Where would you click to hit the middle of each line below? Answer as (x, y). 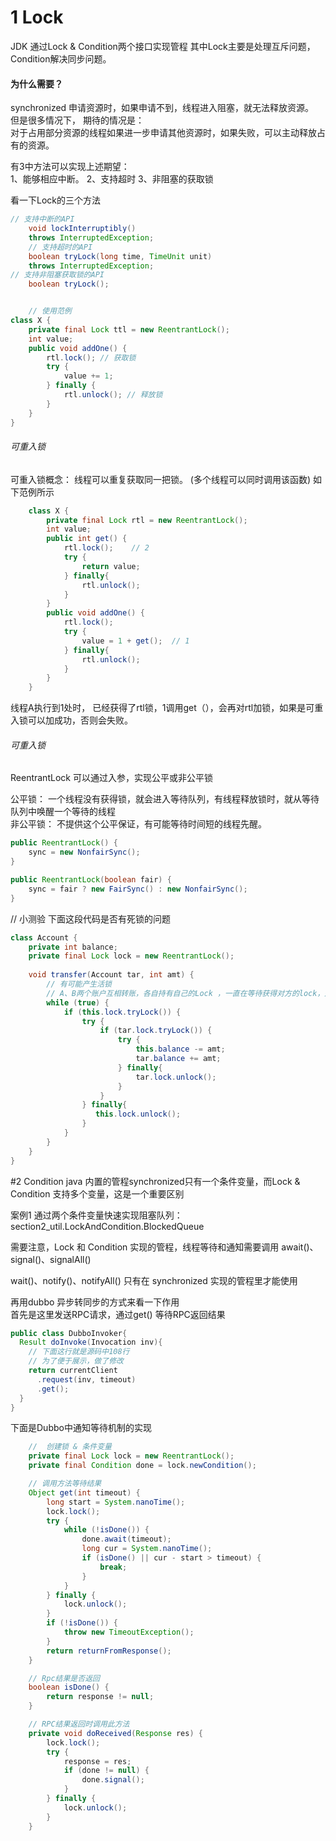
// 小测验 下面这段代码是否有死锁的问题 (90, 918)
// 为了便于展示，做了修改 (76, 1361)
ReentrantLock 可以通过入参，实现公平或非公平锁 (111, 778)
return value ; (111, 566)
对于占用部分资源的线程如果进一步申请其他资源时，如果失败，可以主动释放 (163, 133)
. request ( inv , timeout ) (86, 1379)
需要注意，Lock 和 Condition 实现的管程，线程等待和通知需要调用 (145, 1247)
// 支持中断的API (42, 219)
